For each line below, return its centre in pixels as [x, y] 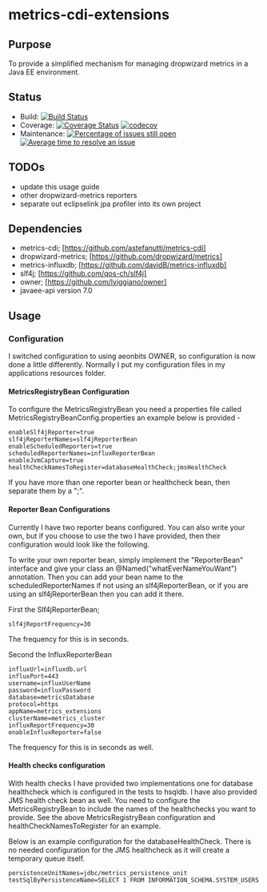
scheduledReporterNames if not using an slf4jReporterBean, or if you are [129, 585]
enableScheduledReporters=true [60, 446]
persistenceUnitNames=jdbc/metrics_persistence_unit [98, 873]
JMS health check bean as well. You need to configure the [104, 800]
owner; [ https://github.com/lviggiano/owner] [93, 282]
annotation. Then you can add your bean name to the [96, 577]
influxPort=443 [34, 676]
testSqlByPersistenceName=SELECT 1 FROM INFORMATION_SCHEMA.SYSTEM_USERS [134, 880]
